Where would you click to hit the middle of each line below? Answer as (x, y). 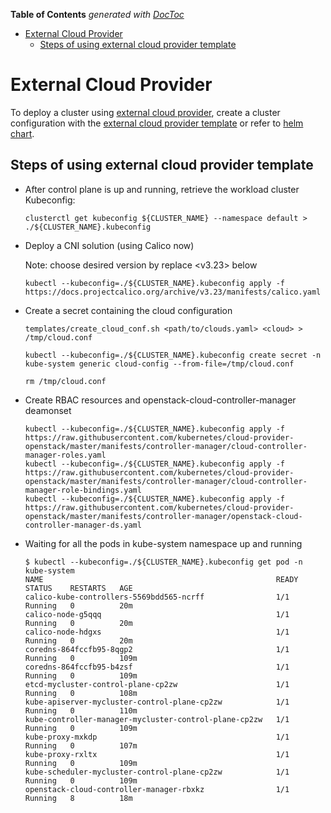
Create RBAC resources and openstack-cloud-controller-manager (160, 400)
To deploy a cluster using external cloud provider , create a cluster (145, 112)
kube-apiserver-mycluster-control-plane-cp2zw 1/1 (157, 702)
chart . (22, 133)
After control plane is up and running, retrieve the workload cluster (162, 189)
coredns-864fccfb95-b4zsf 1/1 (157, 667)
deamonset (48, 410)
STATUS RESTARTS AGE (78, 588)
